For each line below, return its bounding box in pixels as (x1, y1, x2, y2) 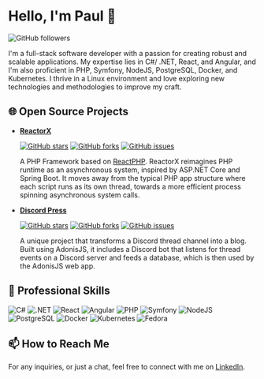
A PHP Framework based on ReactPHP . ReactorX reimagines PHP (19, 156, 233, 166)
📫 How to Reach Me (8, 337, 110, 351)
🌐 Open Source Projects (8, 105, 128, 118)
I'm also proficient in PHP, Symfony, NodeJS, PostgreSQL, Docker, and (8, 65, 238, 74)
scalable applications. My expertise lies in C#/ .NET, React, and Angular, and (8, 57, 256, 66)
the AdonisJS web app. (19, 261, 96, 271)
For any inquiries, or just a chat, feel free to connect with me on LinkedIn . (8, 362, 246, 372)
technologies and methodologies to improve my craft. (8, 82, 182, 92)
